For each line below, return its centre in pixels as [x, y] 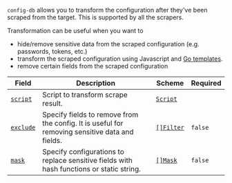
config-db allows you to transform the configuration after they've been [107, 10]
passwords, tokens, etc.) [52, 51]
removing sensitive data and [88, 132]
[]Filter [170, 127]
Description [96, 83]
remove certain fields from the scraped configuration [93, 66]
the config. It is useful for [83, 123]
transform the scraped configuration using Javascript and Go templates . [120, 59]
